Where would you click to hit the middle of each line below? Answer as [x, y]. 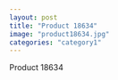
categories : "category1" [55, 42]
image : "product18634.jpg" [59, 34]
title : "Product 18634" [54, 26]
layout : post [34, 17]
